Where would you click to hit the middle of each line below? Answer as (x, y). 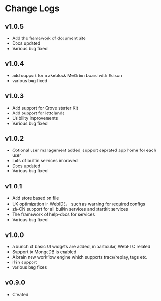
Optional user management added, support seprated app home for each (84, 150)
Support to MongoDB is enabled (44, 252)
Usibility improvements (35, 118)
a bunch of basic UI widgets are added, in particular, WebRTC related (81, 247)
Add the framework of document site (49, 38)
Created (20, 294)
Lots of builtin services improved (45, 161)
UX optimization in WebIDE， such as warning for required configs (79, 204)
